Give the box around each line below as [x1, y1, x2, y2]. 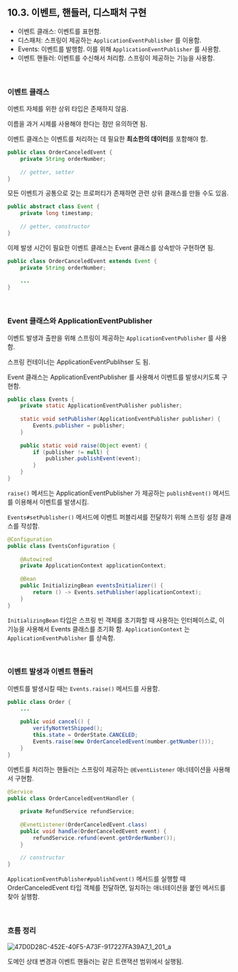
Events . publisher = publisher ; [33, 422, 126, 429]
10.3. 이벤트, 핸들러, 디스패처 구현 [7, 6, 147, 19]
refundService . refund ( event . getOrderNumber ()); [33, 834, 176, 841]
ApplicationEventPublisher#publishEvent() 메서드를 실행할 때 [7, 875, 186, 883]
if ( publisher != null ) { [33, 449, 110, 456]
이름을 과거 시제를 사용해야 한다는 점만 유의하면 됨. [7, 119, 148, 128]
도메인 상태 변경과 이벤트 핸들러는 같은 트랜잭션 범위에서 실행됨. [7, 957, 184, 966]
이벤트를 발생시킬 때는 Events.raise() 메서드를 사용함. [7, 684, 160, 693]
